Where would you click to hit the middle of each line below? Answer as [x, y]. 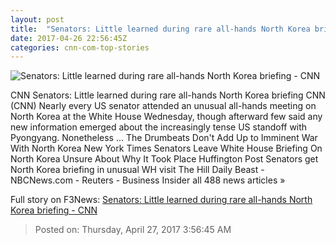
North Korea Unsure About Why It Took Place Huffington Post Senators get [164, 159]
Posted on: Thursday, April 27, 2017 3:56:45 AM [133, 230]
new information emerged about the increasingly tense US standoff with [159, 127]
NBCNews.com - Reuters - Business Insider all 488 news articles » [148, 180]
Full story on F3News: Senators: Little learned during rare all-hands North [161, 200]
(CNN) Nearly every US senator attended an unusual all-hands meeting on [163, 106]
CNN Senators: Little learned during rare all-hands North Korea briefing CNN [168, 95]
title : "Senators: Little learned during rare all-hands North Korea [160, 29]
